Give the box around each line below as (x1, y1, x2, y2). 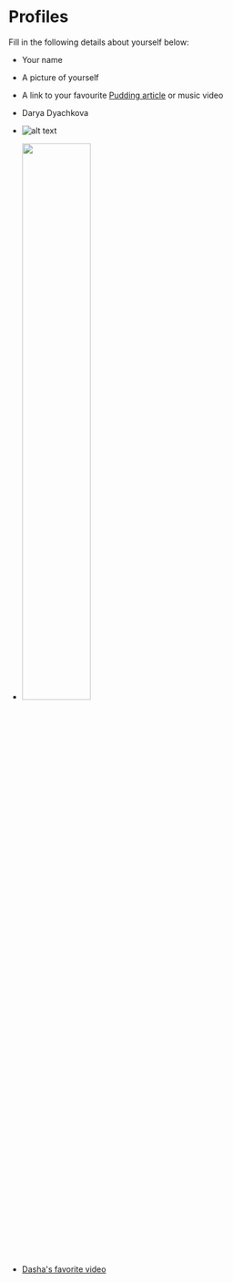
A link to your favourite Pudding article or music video (21, 89, 224, 100)
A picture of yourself (21, 71, 99, 83)
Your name (21, 54, 63, 65)
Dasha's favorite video (21, 1263, 106, 1275)
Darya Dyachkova (21, 107, 89, 118)
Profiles (8, 6, 69, 27)
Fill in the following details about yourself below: (8, 37, 189, 47)
